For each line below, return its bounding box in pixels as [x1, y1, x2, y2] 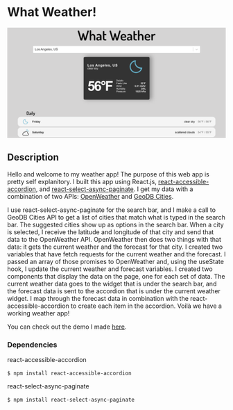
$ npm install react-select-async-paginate [7, 397, 135, 404]
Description [7, 151, 59, 163]
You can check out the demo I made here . [7, 322, 127, 331]
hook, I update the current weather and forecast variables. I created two [7, 265, 213, 273]
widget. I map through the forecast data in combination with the [7, 294, 189, 302]
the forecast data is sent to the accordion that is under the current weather [7, 286, 221, 295]
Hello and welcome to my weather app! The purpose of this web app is [7, 170, 209, 178]
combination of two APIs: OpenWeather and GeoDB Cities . [7, 192, 174, 200]
